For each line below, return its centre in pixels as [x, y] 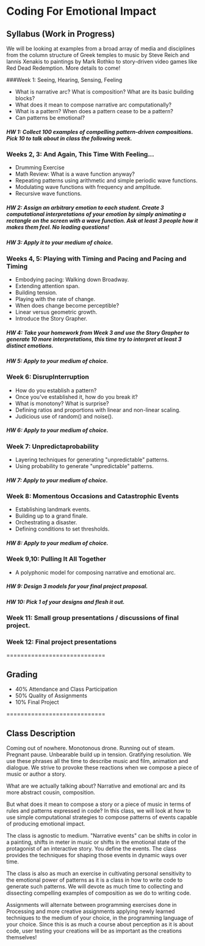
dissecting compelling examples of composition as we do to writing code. [99, 893]
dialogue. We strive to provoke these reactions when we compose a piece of [103, 768]
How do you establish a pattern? [56, 390]
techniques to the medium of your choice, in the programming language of [100, 918]
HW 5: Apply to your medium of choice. [57, 361]
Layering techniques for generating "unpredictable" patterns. [92, 460]
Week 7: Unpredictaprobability [53, 446]
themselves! [22, 937]
